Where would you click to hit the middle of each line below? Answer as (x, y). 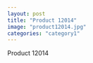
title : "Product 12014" (42, 20)
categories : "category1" (44, 33)
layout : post (26, 14)
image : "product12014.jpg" (47, 27)
